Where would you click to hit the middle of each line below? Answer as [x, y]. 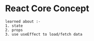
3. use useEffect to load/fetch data [44, 34]
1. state [14, 26]
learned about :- [23, 21]
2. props [14, 30]
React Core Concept [47, 9]
